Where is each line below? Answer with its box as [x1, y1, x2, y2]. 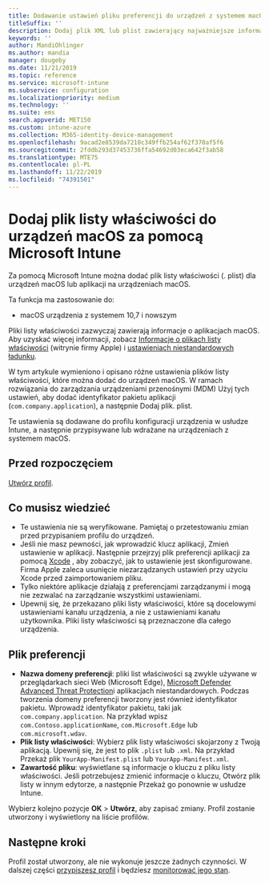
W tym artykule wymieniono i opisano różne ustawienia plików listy [8, 366, 230, 377]
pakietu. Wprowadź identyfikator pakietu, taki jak [19, 703, 182, 713]
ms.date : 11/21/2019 [8, 64, 78, 72]
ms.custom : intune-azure [8, 123, 91, 131]
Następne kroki [8, 835, 86, 849]
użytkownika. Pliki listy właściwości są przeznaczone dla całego [19, 616, 231, 626]
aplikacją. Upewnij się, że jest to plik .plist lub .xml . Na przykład [19, 746, 235, 756]
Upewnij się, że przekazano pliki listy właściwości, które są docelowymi [19, 599, 256, 609]
